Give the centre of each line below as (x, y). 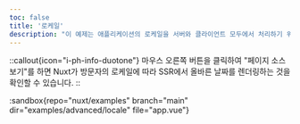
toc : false (29, 17)
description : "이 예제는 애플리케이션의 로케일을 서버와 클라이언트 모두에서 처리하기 (146, 34)
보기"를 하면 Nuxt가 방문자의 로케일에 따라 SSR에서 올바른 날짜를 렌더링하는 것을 (150, 71)
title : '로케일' (37, 26)
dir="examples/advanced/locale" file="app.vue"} (100, 110)
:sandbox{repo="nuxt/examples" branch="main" (99, 101)
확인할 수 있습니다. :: (45, 83)
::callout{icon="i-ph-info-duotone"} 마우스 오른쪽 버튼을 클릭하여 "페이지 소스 (148, 61)
